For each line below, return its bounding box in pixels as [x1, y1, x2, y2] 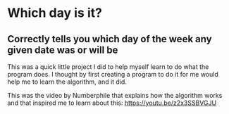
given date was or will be [7, 44, 118, 56]
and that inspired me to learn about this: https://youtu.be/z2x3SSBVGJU [7, 99, 217, 107]
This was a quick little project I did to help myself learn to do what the [7, 63, 209, 71]
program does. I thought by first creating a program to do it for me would [7, 70, 218, 78]
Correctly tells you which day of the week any [7, 33, 213, 45]
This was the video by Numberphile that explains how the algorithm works [7, 91, 223, 99]
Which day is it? [7, 5, 102, 21]
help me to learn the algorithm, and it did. [7, 77, 127, 86]
